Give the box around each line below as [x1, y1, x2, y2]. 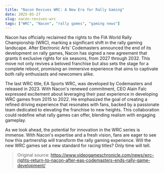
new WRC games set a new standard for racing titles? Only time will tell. [5, 142, 151, 148]
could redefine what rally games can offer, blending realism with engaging [5, 112, 156, 118]
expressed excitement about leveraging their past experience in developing [5, 91, 158, 97]
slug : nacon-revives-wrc [5, 16, 56, 21]
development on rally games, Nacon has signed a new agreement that [5, 50, 147, 56]
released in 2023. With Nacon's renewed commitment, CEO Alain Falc [5, 86, 147, 92]
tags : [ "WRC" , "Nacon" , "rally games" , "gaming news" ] [5, 21, 120, 26]
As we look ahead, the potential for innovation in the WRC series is [5, 127, 140, 133]
